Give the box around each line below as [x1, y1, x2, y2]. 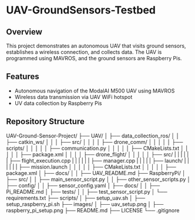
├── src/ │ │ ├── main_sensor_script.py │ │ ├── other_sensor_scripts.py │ [6, 176, 191, 183]
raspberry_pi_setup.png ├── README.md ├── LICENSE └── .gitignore [6, 207, 180, 214]
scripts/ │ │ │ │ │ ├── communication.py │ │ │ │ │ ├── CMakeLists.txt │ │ [6, 145, 189, 152]
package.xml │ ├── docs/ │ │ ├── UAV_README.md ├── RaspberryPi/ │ [6, 169, 186, 176]
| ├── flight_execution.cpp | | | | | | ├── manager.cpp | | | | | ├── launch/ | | [6, 157, 190, 164]
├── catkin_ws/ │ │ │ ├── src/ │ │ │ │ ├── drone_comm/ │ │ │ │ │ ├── [6, 138, 183, 145]
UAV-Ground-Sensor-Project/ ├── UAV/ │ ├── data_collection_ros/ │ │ [6, 132, 180, 139]
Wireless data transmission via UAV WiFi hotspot [14, 93, 133, 100]
